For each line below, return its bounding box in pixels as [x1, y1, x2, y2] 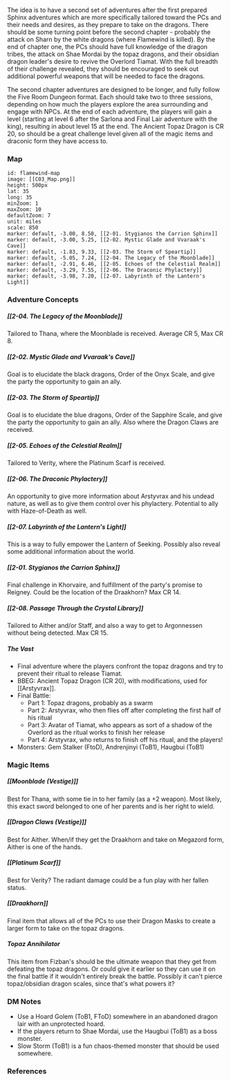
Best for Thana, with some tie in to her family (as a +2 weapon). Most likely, [7, 794, 222, 803]
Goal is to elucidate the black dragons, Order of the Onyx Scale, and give [7, 370, 215, 379]
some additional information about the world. [7, 547, 136, 556]
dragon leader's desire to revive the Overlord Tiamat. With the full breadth [7, 57, 219, 65]
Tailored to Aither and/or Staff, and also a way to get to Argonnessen [7, 621, 203, 629]
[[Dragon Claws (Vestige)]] [7, 818, 86, 826]
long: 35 [7, 194, 33, 201]
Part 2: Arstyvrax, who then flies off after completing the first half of [27, 706, 221, 714]
